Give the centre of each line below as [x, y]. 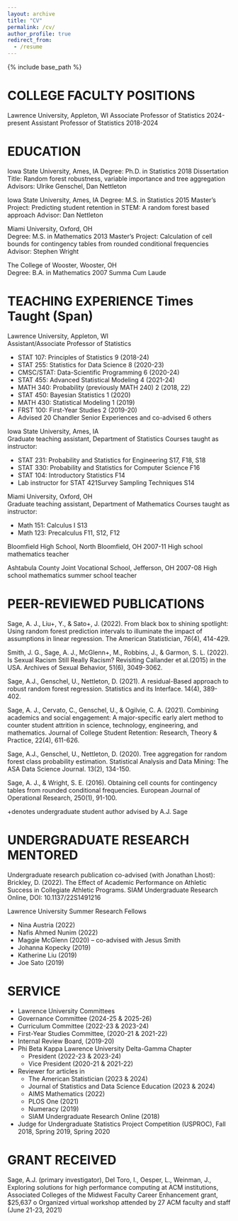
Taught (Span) [50, 317]
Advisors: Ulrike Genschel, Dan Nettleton [67, 186]
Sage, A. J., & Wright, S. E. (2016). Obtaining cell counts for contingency [112, 782]
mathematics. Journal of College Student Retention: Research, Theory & [112, 732]
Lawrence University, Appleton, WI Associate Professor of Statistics [106, 115]
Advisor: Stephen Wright [43, 251]
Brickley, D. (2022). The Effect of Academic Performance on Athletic [107, 882]
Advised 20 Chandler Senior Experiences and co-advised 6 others [114, 417]
